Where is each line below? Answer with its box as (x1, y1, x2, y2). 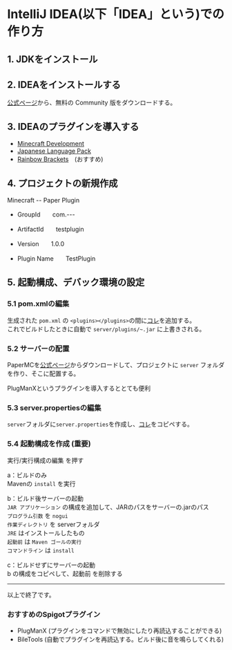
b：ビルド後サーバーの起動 (7, 494, 84, 502)
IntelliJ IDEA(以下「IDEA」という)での (7, 6, 224, 22)
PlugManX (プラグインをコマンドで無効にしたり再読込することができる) (17, 626, 222, 635)
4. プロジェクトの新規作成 (7, 177, 118, 189)
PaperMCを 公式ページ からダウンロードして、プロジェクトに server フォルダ (7, 361, 225, 369)
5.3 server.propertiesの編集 (7, 402, 101, 412)
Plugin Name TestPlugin (17, 254, 96, 263)
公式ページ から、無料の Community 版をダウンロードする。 (7, 98, 177, 107)
